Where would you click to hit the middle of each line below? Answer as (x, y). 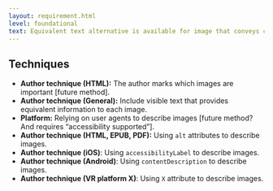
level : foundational (43, 24)
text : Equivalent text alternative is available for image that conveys (134, 31)
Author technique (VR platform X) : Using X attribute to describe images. (142, 179)
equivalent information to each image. (84, 110)
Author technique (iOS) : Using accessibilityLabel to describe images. (140, 153)
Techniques (39, 64)
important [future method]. (65, 92)
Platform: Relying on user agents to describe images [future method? (136, 118)
